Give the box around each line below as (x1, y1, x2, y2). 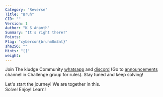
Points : (5, 35, 21, 40)
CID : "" (5, 16, 21, 21)
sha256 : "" (5, 44, 28, 49)
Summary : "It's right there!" (5, 30, 68, 35)
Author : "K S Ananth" (5, 26, 50, 31)
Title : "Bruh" (5, 12, 35, 17)
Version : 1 (5, 21, 28, 26)
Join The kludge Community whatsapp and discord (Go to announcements (5, 66, 158, 72)
